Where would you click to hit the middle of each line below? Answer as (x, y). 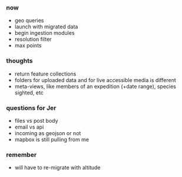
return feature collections (45, 74)
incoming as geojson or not (48, 133)
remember (21, 155)
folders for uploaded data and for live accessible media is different (95, 80)
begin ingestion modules (44, 33)
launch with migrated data (46, 27)
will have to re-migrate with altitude (57, 168)
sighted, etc (29, 93)
